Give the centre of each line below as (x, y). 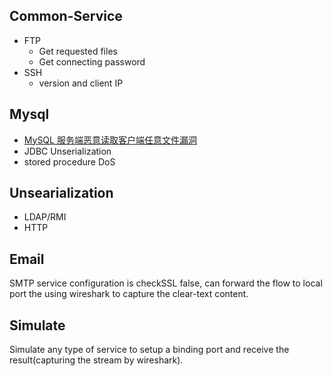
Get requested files (78, 51)
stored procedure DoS (69, 161)
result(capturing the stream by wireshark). (96, 360)
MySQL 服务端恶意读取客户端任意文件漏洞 (110, 140)
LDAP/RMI (45, 217)
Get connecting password (92, 61)
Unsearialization (61, 193)
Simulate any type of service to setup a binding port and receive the (149, 350)
